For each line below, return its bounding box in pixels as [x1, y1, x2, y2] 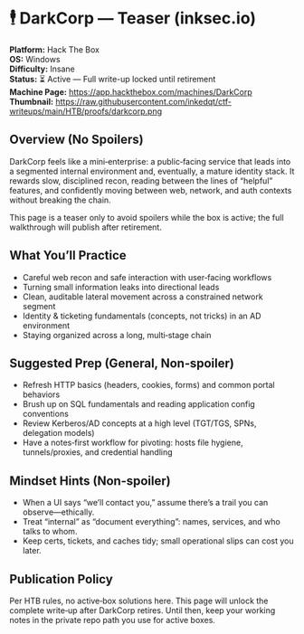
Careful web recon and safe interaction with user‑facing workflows [22, 271, 272, 282]
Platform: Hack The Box [9, 43, 100, 55]
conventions [22, 409, 70, 420]
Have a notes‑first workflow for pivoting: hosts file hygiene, [22, 437, 243, 449]
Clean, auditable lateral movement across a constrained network [22, 291, 264, 302]
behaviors [22, 389, 61, 400]
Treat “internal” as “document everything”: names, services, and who [22, 516, 280, 527]
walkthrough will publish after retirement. [9, 222, 163, 232]
